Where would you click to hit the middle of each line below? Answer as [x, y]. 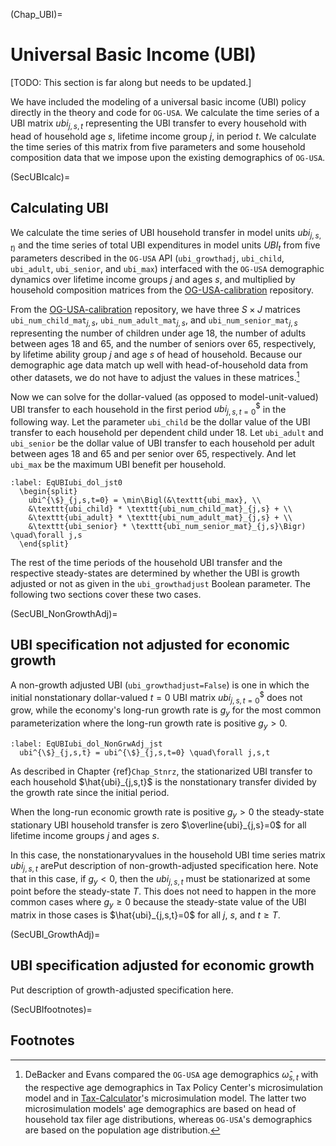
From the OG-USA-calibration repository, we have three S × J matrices [155, 310]
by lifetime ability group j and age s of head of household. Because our [156, 354]
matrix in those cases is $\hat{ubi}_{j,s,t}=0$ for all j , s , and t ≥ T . [145, 915]
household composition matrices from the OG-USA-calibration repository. [162, 290]
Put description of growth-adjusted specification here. [122, 990]
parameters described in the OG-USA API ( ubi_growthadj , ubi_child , [147, 258]
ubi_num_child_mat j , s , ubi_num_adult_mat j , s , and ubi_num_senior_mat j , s [154, 321]
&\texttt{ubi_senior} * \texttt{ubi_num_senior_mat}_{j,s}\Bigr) [167, 527]
